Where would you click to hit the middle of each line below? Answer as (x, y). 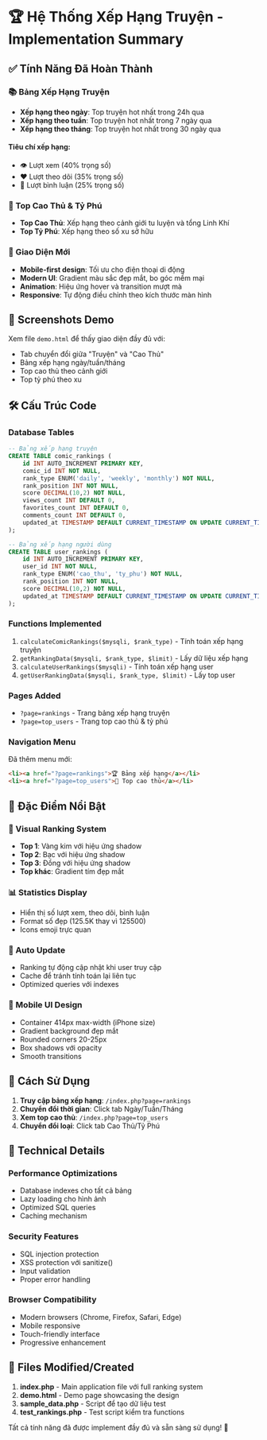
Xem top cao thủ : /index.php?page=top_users (94, 1117)
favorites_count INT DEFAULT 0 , (76, 508)
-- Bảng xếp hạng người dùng (60, 544)
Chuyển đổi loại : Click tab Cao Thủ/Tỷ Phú (90, 1126)
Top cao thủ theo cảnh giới (64, 371)
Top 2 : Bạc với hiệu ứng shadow (72, 854)
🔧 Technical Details (57, 1150)
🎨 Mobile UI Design (45, 1005)
